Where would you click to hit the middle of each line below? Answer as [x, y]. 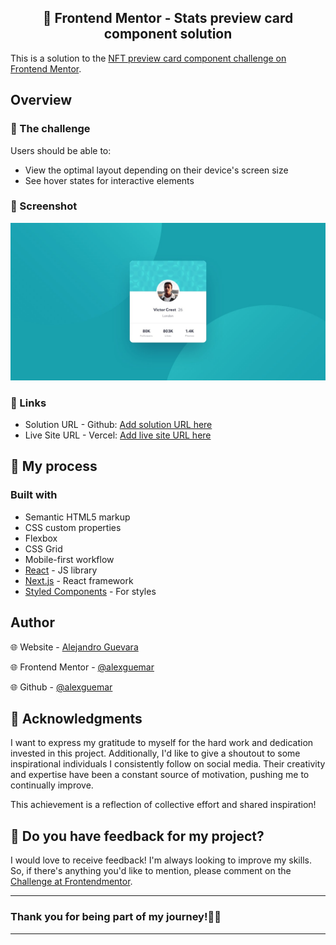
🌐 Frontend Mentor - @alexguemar [82, 667]
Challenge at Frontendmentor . [71, 882]
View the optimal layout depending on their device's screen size [156, 170]
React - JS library [61, 570]
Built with [34, 495]
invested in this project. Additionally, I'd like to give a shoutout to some [155, 753]
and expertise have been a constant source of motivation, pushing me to [160, 775]
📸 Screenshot [44, 206]
